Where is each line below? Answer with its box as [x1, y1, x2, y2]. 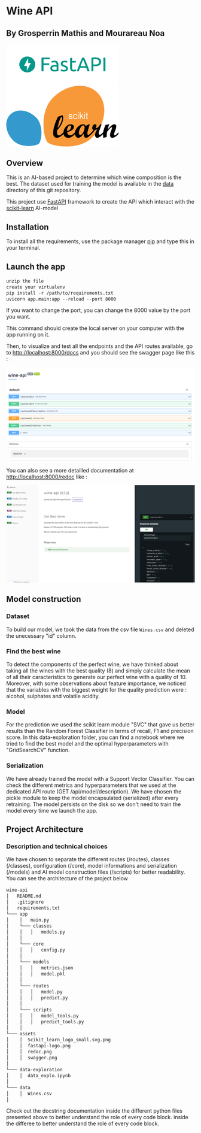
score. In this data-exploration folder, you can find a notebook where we [6, 734, 184, 741]
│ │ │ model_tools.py [6, 1013, 79, 1019]
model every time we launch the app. [6, 807, 98, 814]
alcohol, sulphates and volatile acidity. [6, 692, 100, 699]
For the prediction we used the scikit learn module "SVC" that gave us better [6, 721, 195, 728]
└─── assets [6, 1031, 36, 1037]
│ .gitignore [6, 899, 44, 905]
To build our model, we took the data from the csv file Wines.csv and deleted [6, 626, 194, 633]
